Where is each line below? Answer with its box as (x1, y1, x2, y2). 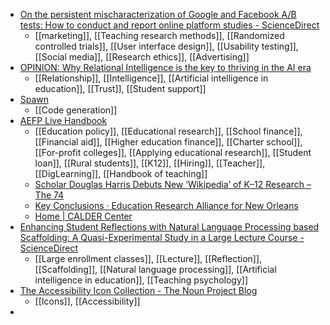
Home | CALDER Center (34, 210, 133, 222)
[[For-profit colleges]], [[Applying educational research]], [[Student (34, 147, 312, 158)
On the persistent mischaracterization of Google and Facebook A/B (19, 9, 297, 20)
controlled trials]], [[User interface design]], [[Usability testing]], (34, 40, 299, 52)
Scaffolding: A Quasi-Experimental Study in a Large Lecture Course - (19, 232, 305, 243)
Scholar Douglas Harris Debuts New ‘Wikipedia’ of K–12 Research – (34, 179, 312, 190)
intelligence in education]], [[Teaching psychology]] (34, 274, 249, 286)
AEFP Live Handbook (19, 115, 108, 126)
